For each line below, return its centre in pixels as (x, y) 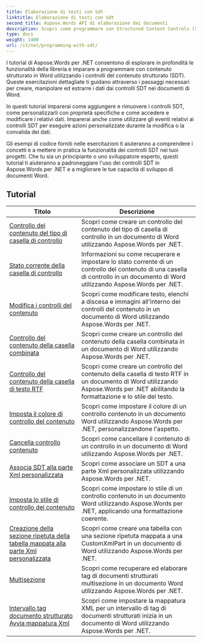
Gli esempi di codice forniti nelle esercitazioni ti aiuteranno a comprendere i (100, 143)
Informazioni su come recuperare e (130, 254)
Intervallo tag (28, 608)
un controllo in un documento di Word (134, 446)
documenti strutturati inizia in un (127, 615)
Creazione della (32, 528)
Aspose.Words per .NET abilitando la (133, 389)
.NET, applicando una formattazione (132, 511)
